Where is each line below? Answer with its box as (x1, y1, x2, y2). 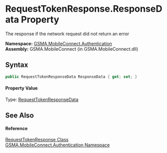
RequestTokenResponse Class (5, 137, 69, 143)
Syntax (5, 60, 28, 69)
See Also (5, 111, 34, 120)
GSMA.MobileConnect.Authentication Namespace (5, 142, 110, 148)
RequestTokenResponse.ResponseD (5, 3, 162, 15)
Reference (5, 125, 28, 131)
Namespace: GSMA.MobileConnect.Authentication (5, 40, 113, 46)
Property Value (5, 85, 38, 91)
